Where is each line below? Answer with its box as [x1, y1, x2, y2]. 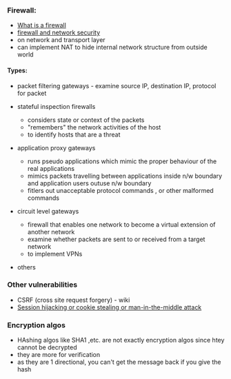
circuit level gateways [17, 207, 79, 215]
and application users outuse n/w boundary [27, 178, 152, 187]
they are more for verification [17, 351, 101, 359]
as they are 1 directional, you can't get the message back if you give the [17, 358, 221, 367]
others [17, 263, 36, 271]
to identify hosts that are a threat [27, 130, 121, 139]
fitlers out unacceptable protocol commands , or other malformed [27, 186, 214, 194]
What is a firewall [17, 21, 67, 30]
